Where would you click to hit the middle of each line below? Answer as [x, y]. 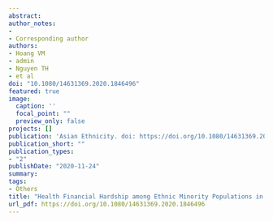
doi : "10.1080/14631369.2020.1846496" [74, 83]
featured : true [34, 91]
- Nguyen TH [28, 69]
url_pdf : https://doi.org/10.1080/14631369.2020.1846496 [107, 204]
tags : [17, 182]
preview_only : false [50, 121]
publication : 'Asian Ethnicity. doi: [72, 136]
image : [19, 99]
